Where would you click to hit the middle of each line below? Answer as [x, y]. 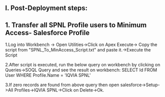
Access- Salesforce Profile [48, 32]
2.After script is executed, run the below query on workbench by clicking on [83, 65]
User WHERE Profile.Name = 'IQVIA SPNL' [48, 75]
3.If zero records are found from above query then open [62, 85]
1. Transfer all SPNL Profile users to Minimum [76, 25]
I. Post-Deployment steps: [46, 8]
